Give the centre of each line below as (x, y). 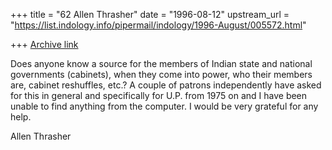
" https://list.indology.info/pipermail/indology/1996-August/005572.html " (158, 25)
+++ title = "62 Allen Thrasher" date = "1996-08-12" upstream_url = (150, 14)
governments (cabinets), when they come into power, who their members (161, 74)
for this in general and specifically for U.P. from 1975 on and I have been (159, 95)
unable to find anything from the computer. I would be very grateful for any (164, 106)
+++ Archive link (44, 44)
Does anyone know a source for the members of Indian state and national (161, 63)
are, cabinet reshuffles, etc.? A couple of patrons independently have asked (166, 85)
